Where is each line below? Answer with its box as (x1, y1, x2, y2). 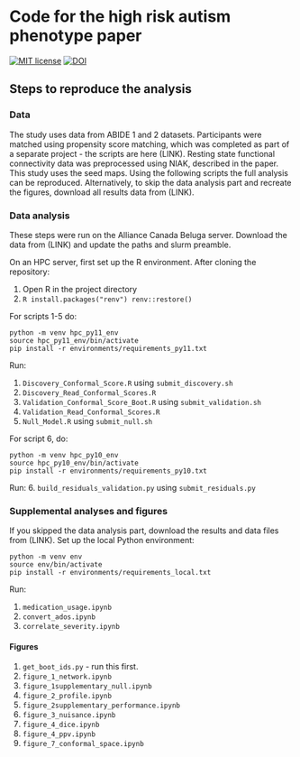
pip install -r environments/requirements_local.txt (9, 568, 212, 577)
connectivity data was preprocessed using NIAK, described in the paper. (9, 158, 279, 169)
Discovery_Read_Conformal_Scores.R (22, 388, 157, 398)
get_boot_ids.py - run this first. (22, 661, 139, 672)
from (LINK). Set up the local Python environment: (9, 535, 195, 546)
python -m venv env (9, 552, 83, 561)
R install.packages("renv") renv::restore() (22, 295, 193, 304)
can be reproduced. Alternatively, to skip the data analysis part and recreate (9, 177, 292, 188)
